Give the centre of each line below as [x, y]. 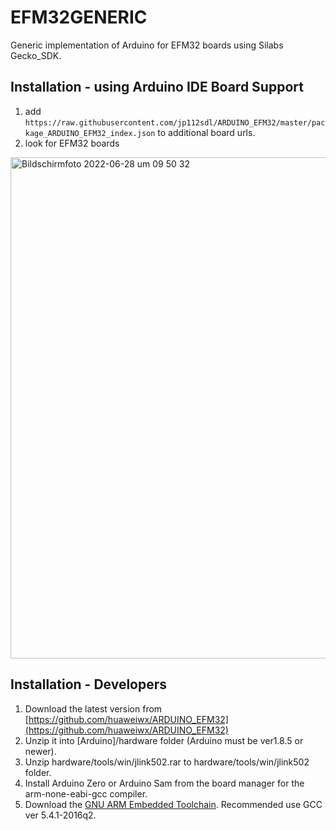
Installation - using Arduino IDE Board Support [157, 87]
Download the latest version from [93, 708]
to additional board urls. [206, 132]
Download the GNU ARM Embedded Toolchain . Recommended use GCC [173, 804]
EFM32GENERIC [79, 17]
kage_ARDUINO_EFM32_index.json [90, 133]
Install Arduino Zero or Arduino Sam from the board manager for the [164, 783]
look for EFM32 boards [72, 143]
